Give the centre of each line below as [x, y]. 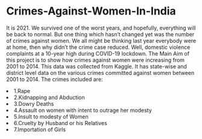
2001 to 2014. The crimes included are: [55, 79]
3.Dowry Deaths [34, 103]
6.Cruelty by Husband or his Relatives [61, 123]
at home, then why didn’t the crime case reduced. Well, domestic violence [98, 47]
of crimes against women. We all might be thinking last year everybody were [101, 40]
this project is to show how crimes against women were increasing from [96, 60]
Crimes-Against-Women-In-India [91, 11]
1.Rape [22, 91]
